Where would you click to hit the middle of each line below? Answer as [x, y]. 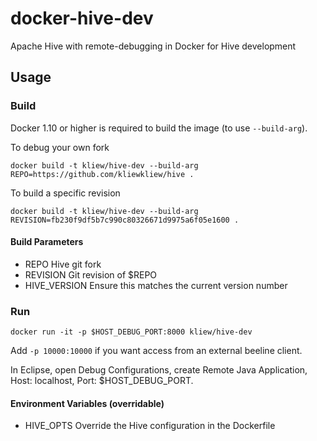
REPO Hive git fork [63, 264]
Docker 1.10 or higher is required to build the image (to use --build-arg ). [159, 128]
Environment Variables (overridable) [87, 403]
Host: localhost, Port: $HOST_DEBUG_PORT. [102, 381]
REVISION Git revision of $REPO [91, 274]
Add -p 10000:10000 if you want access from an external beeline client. [156, 351]
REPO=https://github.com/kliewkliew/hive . [102, 174]
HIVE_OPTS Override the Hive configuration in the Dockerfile [150, 426]
